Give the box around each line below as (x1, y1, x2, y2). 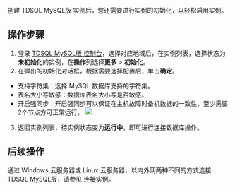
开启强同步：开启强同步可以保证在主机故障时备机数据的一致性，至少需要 (17, 99, 228, 107)
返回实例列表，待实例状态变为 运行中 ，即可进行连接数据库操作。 (17, 123, 203, 131)
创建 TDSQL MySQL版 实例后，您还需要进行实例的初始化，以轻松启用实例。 (7, 6, 228, 14)
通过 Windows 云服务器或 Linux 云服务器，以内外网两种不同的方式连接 (7, 165, 212, 174)
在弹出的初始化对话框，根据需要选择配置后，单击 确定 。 (17, 66, 179, 75)
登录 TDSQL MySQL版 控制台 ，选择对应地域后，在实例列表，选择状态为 (17, 49, 226, 57)
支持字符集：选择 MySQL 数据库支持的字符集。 (17, 81, 154, 90)
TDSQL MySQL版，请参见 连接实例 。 (7, 174, 115, 183)
